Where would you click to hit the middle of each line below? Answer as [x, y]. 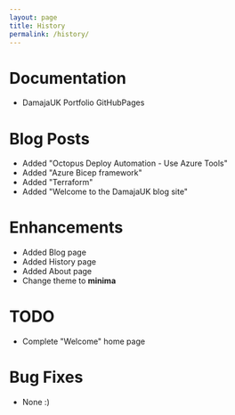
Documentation [68, 78]
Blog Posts [50, 138]
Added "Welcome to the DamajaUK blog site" [105, 191]
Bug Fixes [46, 377]
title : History [37, 26]
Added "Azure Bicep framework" [82, 173]
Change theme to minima [69, 281]
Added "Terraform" [57, 183]
